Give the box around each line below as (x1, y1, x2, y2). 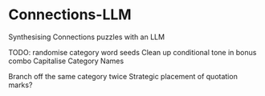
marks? (8, 80, 33, 90)
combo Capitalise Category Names (8, 56, 124, 66)
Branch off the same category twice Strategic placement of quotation (8, 71, 238, 81)
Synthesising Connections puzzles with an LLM (8, 32, 165, 42)
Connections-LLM (8, 6, 132, 24)
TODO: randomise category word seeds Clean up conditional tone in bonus (8, 47, 257, 57)
